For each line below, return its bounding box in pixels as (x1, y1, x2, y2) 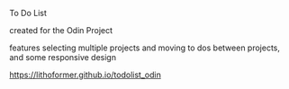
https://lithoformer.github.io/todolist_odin (9, 69, 162, 80)
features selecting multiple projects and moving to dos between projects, (9, 42, 281, 53)
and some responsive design (9, 52, 117, 62)
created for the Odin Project (9, 25, 113, 35)
